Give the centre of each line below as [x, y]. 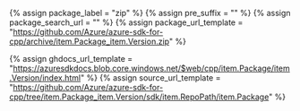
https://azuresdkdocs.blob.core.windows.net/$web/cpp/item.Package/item [152, 68]
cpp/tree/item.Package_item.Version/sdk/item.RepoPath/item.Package [139, 97]
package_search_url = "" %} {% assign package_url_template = [126, 22]
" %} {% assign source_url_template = [150, 78]
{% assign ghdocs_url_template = [71, 59]
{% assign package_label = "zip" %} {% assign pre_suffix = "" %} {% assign [150, 13]
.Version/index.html [45, 78]
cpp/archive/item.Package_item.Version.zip [90, 41]
